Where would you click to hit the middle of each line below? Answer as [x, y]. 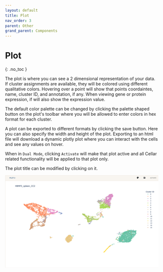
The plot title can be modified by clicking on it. [52, 168]
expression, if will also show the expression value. [55, 100]
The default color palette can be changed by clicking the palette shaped [77, 109]
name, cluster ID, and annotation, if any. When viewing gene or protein [76, 94]
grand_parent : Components [31, 31]
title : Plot [17, 15]
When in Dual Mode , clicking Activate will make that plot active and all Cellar [81, 154]
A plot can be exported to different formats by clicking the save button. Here [81, 129]
